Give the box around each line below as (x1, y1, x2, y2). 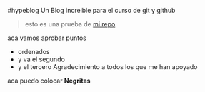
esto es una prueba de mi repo (24, 20, 116, 28)
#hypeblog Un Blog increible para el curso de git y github (7, 6, 176, 14)
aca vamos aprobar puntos (7, 34, 87, 42)
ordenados (17, 48, 50, 56)
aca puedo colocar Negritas (7, 76, 91, 85)
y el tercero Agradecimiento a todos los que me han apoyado (17, 63, 198, 71)
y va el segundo (17, 55, 66, 63)
